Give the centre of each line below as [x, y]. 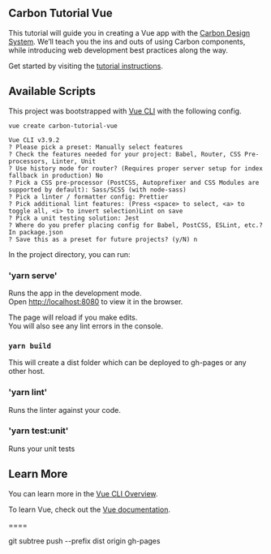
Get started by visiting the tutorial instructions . [86, 66]
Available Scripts [52, 91]
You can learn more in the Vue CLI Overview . [83, 493]
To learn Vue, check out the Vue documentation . [89, 509]
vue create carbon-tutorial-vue [63, 126]
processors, [28, 161]
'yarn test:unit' [39, 431]
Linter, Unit [73, 161]
